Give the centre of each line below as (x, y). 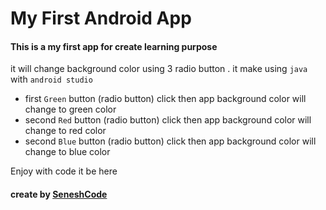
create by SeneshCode (59, 194)
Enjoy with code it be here (64, 171)
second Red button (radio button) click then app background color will (168, 120)
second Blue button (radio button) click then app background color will (170, 141)
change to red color (65, 131)
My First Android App (101, 18)
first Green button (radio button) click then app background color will (165, 99)
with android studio (51, 79)
